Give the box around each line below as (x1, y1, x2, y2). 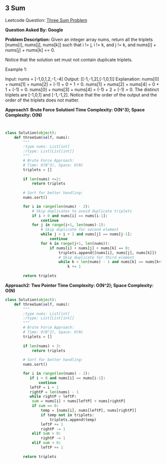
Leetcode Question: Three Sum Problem (5, 17, 87, 23)
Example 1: (5, 66, 27, 72)
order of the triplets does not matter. (5, 97, 80, 103)
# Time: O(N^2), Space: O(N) (23, 330, 83, 335)
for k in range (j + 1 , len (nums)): (40, 241, 110, 246)
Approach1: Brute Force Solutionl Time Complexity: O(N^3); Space (5, 106, 145, 112)
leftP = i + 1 (29, 385, 59, 390)
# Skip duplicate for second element (40, 227, 119, 232)
